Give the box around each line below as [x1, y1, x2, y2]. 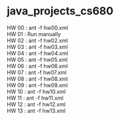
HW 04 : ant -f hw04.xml [7, 49, 69, 56]
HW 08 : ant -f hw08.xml [7, 75, 68, 82]
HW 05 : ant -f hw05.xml [7, 56, 68, 63]
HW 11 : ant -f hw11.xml [7, 94, 64, 102]
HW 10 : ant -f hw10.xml [7, 88, 66, 95]
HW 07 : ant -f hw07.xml [7, 69, 67, 76]
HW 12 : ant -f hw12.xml [7, 100, 66, 108]
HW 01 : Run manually [7, 30, 61, 37]
